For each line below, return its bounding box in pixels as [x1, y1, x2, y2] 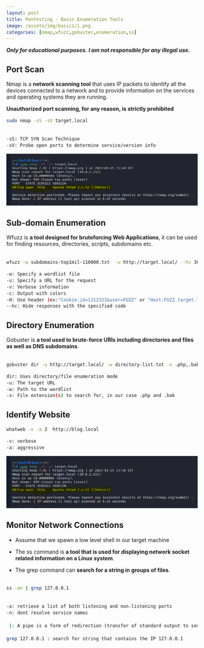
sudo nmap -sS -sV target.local [6, 118, 88, 124]
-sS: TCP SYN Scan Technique [6, 136, 80, 142]
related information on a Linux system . [15, 554, 115, 562]
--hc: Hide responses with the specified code [6, 303, 126, 309]
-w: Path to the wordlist [6, 386, 72, 392]
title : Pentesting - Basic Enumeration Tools [6, 16, 123, 23]
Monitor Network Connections [6, 520, 124, 530]
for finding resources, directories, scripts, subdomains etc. [6, 241, 153, 248]
